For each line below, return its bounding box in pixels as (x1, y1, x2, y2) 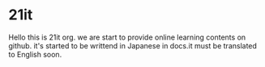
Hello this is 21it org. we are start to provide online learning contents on (8, 32, 246, 42)
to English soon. (8, 49, 62, 59)
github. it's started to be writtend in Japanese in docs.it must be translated (8, 40, 258, 50)
